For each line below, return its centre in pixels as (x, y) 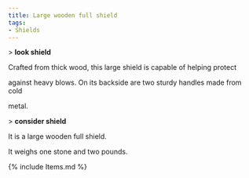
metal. (18, 106)
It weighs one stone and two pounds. (68, 152)
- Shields (24, 30)
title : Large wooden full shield (63, 15)
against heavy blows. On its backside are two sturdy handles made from (125, 82)
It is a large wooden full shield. (58, 136)
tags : (17, 23)
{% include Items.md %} (48, 167)
